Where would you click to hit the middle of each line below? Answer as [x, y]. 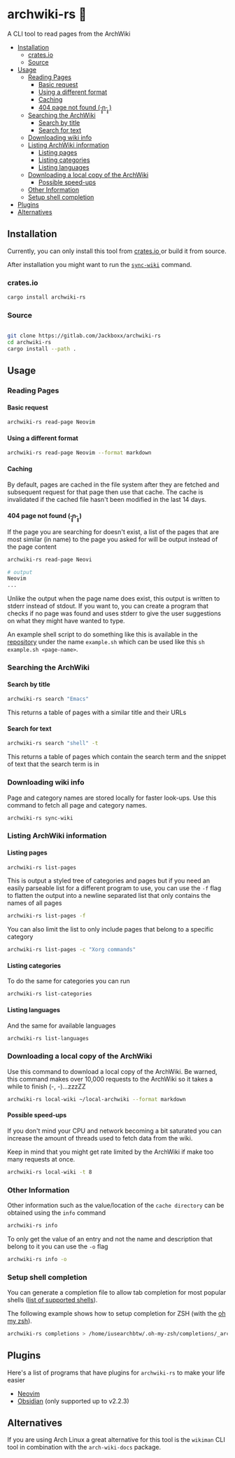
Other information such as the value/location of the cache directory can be [116, 1205]
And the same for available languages [62, 1026]
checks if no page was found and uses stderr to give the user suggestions [114, 613]
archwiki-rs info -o [37, 1259]
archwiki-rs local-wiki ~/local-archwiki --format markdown [97, 1099]
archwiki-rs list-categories [50, 994]
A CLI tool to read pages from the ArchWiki [69, 34]
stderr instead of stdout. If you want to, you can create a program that [108, 606]
